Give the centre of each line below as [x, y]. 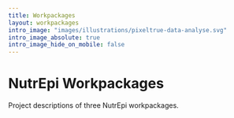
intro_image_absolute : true [54, 37]
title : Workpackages [42, 15]
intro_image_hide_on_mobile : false [67, 45]
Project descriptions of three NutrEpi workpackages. [93, 105]
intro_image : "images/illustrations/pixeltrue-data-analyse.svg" [117, 30]
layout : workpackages [44, 23]
